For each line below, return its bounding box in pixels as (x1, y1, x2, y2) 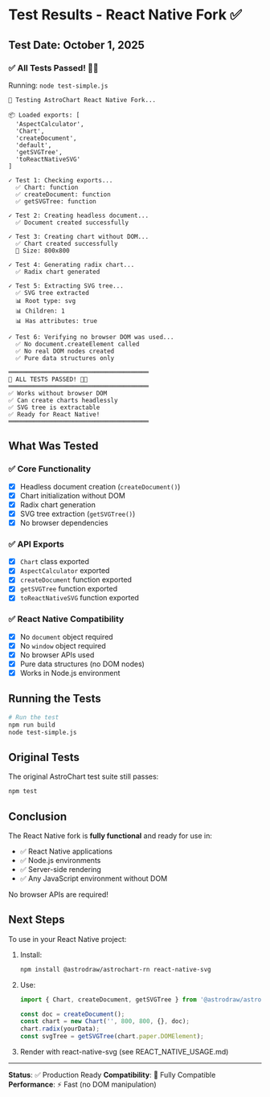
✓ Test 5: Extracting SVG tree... (8, 281, 125, 290)
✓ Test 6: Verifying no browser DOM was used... (8, 333, 174, 341)
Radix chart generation (19, 500, 96, 510)
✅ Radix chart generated (15, 268, 100, 276)
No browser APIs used (19, 649, 95, 660)
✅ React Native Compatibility (8, 613, 125, 624)
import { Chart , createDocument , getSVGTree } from (19, 995, 197, 1004)
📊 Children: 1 (15, 307, 66, 315)
